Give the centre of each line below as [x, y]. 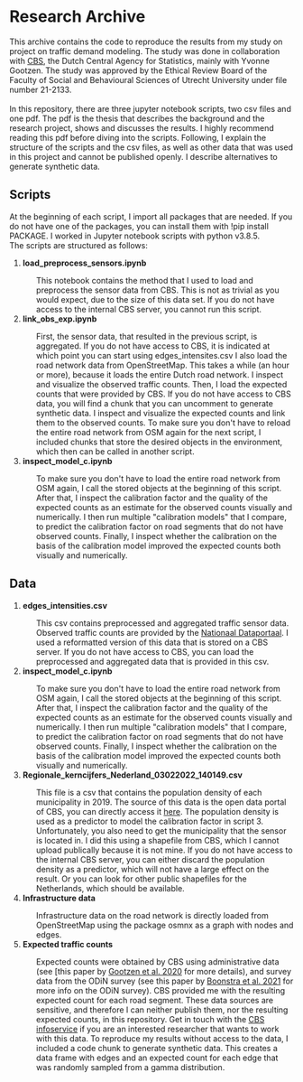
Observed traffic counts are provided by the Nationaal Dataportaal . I [162, 632]
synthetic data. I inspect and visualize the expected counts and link [161, 413]
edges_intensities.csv [65, 605]
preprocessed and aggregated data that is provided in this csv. [152, 661]
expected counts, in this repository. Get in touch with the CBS [150, 1019]
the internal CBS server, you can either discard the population [150, 859]
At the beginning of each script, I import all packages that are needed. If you [151, 216]
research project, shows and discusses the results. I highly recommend [142, 127]
